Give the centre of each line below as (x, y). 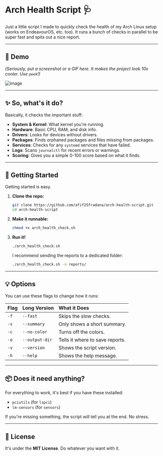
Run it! (19, 237)
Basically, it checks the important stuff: (44, 115)
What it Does (74, 308)
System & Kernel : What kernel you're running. (58, 124)
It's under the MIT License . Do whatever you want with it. (62, 448)
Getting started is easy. (28, 187)
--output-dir (37, 340)
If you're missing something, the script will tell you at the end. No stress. (77, 417)
